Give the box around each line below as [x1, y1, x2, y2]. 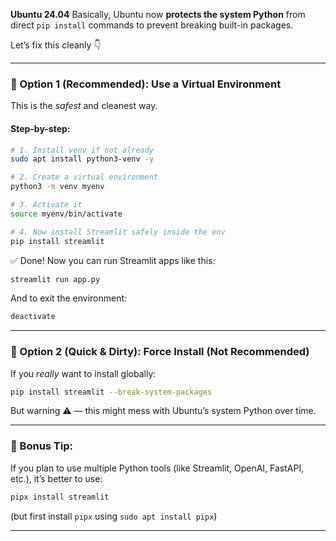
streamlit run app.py [10, 274, 101, 284]
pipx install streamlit [10, 492, 110, 502]
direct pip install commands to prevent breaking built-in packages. [10, 19, 294, 31]
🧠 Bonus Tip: [10, 439, 74, 453]
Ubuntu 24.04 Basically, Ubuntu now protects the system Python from [10, 9, 306, 20]
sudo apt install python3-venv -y [10, 154, 155, 164]
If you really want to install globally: [10, 367, 157, 379]
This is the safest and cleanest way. [10, 100, 158, 112]
